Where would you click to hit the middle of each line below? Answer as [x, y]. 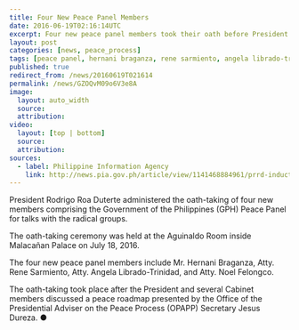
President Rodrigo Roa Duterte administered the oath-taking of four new [141, 200]
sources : [25, 158]
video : [21, 125]
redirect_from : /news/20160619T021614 [81, 76]
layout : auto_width [53, 100]
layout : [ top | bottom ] [61, 133]
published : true [39, 68]
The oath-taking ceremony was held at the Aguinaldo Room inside [130, 236]
